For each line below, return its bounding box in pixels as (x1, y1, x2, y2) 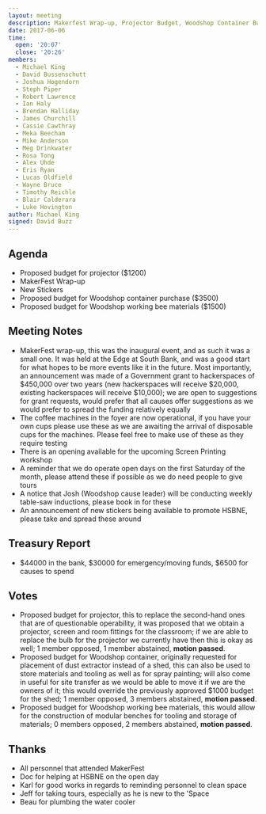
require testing (19, 438, 68, 447)
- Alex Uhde (15, 159, 55, 167)
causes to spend (19, 566, 74, 576)
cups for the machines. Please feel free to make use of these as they (19, 429, 244, 439)
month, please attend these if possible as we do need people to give (19, 472, 243, 481)
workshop (19, 455, 53, 464)
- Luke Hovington (15, 203, 73, 211)
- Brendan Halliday (15, 108, 80, 116)
